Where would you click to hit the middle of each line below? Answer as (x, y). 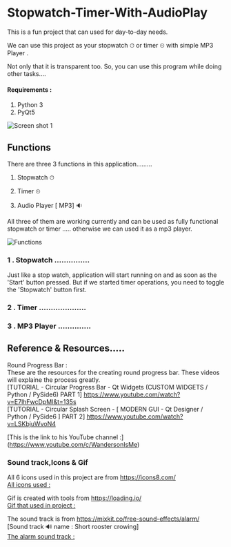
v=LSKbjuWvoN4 (32, 423)
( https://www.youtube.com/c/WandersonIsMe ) (73, 444)
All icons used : (29, 485)
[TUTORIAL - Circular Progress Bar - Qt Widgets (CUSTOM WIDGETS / (108, 387)
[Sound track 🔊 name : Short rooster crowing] (73, 527)
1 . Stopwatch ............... (49, 260)
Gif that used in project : (41, 506)
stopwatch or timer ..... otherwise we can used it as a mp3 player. (100, 229)
